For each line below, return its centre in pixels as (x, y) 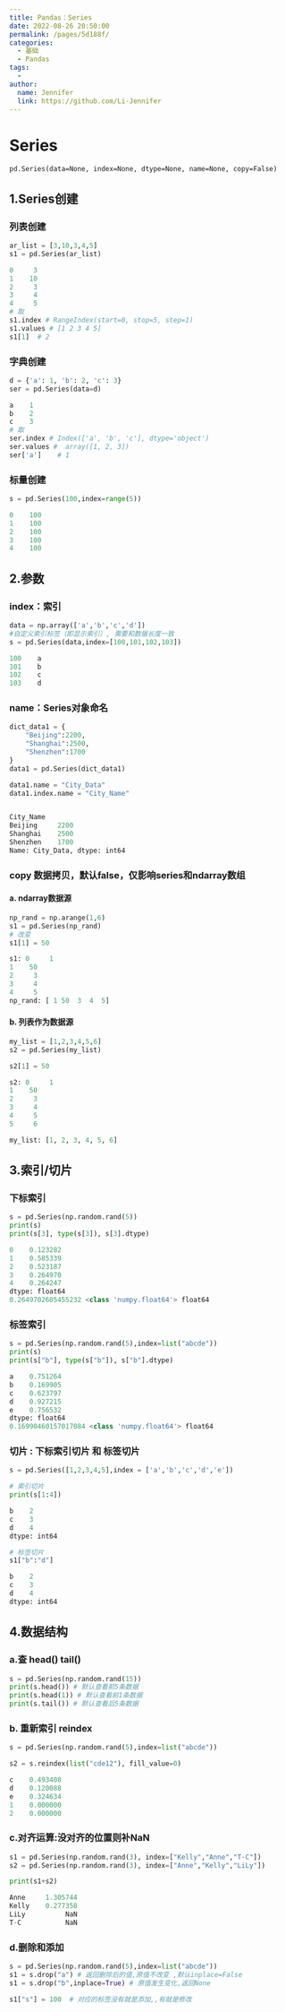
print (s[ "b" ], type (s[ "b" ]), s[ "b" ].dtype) (92, 1360)
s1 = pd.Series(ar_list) (55, 254)
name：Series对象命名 (59, 708)
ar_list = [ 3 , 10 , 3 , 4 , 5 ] (54, 246)
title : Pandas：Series (50, 17)
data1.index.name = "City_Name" (69, 793)
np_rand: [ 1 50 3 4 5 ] (59, 1000)
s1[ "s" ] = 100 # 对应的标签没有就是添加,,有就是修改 (101, 1999)
